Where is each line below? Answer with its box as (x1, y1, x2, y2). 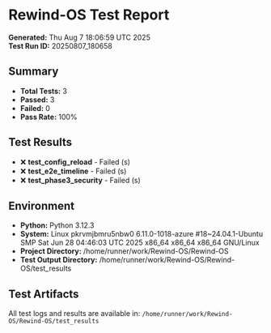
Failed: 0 (19, 103, 51, 113)
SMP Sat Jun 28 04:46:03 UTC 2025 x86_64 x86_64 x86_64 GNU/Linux (19, 237, 260, 248)
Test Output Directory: (19, 255, 98, 265)
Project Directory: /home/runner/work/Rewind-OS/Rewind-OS (19, 246, 229, 256)
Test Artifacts (8, 287, 79, 301)
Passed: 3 (19, 95, 55, 105)
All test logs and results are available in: (8, 309, 141, 318)
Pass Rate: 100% (19, 112, 78, 122)
